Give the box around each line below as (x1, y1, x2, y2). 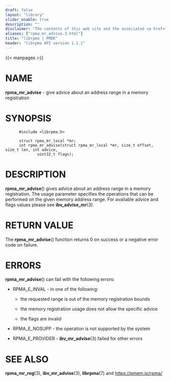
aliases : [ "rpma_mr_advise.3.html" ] (5, 31, 83, 36)
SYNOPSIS (5, 113, 52, 124)
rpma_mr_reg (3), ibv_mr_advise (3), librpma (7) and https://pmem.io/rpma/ (5, 370, 163, 376)
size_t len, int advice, (5, 147, 58, 152)
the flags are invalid (20, 316, 62, 322)
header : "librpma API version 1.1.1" (5, 41, 85, 46)
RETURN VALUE (5, 220, 74, 231)
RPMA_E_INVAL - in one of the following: (12, 286, 98, 292)
